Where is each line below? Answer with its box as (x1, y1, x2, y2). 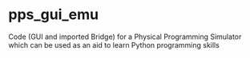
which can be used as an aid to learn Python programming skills (8, 40, 220, 49)
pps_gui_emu (8, 6, 99, 24)
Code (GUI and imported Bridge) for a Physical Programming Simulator (8, 32, 242, 41)
